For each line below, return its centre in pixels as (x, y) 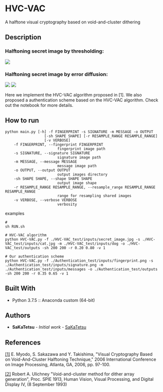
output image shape (77, 183)
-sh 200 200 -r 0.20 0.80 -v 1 (74, 248)
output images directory (82, 174)
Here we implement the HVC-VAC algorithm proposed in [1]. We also (73, 95)
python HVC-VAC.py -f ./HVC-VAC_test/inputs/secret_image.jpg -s (72, 239)
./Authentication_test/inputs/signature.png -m (54, 265)
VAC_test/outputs (23, 248)
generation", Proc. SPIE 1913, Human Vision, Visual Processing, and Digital (79, 379)
